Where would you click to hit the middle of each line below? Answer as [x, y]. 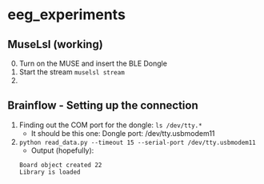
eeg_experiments [66, 15]
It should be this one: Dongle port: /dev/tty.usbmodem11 [123, 133]
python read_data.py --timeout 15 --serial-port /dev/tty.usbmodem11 [138, 142]
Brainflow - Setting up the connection [103, 106]
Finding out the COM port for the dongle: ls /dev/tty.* [110, 125]
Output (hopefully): [62, 150]
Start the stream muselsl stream [72, 72]
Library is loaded [50, 172]
